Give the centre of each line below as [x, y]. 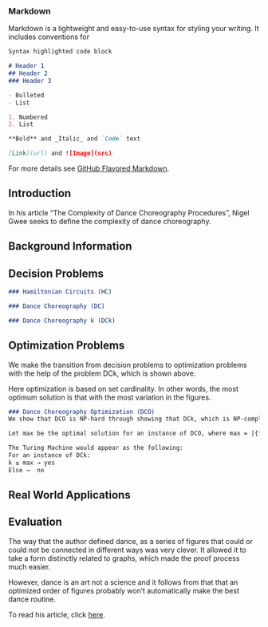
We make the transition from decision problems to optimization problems [128, 365]
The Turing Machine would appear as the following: [96, 448]
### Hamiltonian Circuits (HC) [60, 292]
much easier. [30, 566]
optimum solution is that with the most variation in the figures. [110, 397]
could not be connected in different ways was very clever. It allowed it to [128, 550]
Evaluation [35, 522]
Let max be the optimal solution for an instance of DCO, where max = [128, 434]
